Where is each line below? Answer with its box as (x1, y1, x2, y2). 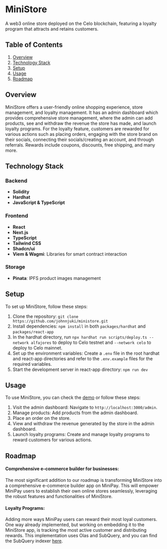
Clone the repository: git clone (12, 313, 78, 319)
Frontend (5, 212, 28, 219)
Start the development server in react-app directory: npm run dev (12, 366, 148, 372)
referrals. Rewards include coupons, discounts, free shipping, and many (5, 141, 155, 148)
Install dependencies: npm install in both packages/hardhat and (12, 323, 146, 329)
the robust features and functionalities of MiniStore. (5, 494, 113, 500)
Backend (5, 177, 28, 184)
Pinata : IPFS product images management (12, 275, 101, 281)
